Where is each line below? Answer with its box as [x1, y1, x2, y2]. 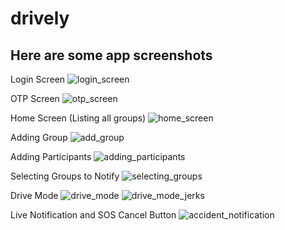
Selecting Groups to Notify [10, 170, 120, 182]
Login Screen [10, 73, 66, 85]
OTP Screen [10, 93, 60, 104]
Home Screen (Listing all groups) [10, 112, 147, 124]
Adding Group [10, 132, 68, 143]
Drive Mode [10, 190, 59, 201]
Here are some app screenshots [10, 47, 213, 64]
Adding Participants [10, 151, 92, 162]
